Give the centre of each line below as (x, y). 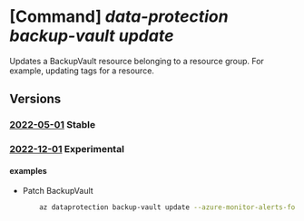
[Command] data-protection (119, 17)
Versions (35, 99)
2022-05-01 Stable (53, 125)
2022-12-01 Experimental (67, 149)
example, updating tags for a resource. (82, 71)
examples (28, 170)
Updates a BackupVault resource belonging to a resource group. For (137, 61)
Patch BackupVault (58, 191)
